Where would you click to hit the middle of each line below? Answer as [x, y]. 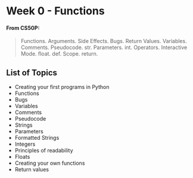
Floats [22, 157]
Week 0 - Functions [56, 11]
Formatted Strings [37, 138]
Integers [25, 144]
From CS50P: [23, 27]
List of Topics [32, 73]
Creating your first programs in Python [62, 87]
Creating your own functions [50, 163]
